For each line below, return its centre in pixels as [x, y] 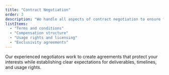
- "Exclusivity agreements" [39, 42]
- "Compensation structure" [39, 33]
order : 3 [14, 14]
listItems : [17, 24]
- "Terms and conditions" [37, 28]
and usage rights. [23, 67]
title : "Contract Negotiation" [38, 10]
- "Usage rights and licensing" [44, 38]
